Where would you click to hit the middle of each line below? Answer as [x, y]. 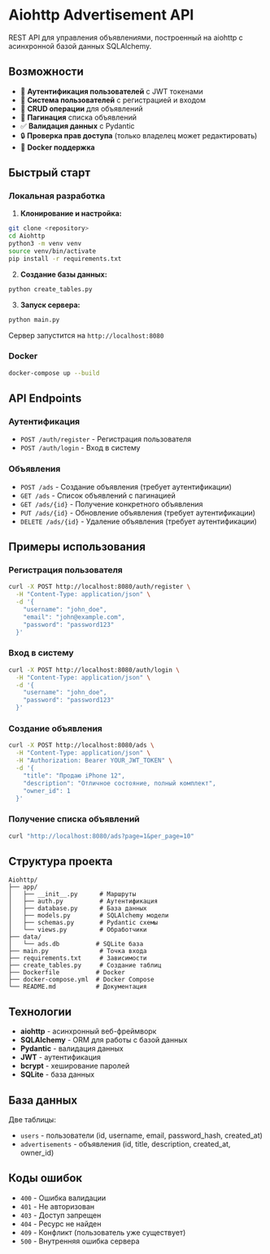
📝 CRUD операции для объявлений [82, 108]
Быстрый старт [50, 173]
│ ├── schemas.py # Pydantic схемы [83, 923]
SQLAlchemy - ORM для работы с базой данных [104, 1040]
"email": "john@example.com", [74, 617]
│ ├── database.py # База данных [78, 908]
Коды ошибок [46, 1178]
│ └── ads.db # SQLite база [76, 944]
